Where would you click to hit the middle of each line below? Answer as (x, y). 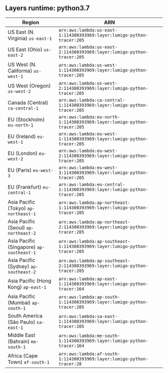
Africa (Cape (23, 355)
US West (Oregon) (29, 85)
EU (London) (23, 153)
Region (31, 22)
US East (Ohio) (25, 49)
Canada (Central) (28, 102)
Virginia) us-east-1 (30, 38)
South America (25, 315)
